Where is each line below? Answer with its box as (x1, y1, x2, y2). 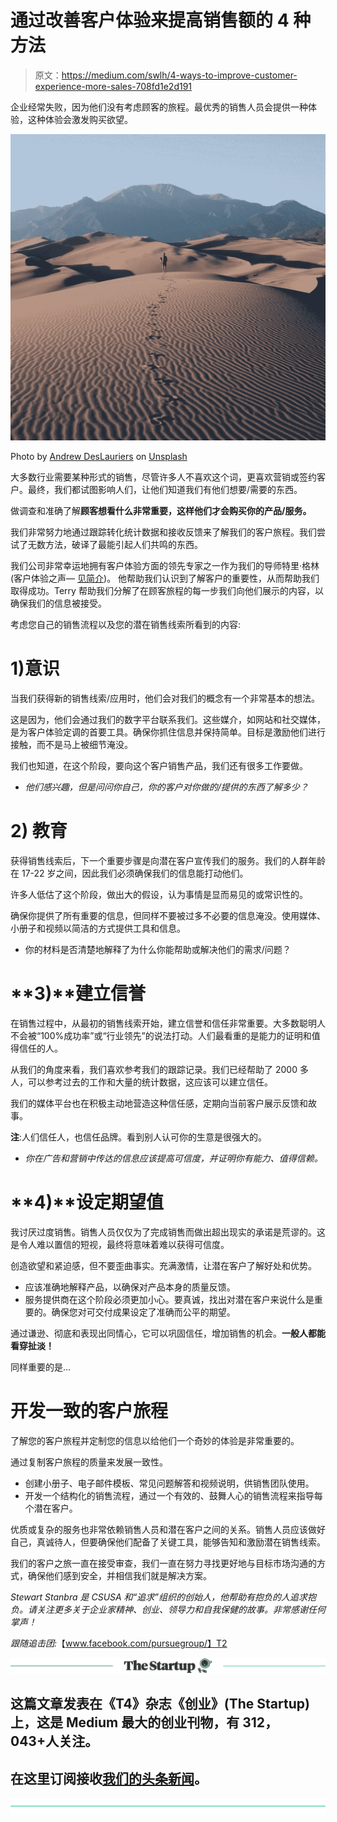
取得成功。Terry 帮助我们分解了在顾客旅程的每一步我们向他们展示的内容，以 (10, 585, 324, 597)
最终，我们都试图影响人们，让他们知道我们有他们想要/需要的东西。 (27, 484, 303, 496)
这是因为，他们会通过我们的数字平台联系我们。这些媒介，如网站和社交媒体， (10, 714, 326, 726)
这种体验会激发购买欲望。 (27, 113, 133, 125)
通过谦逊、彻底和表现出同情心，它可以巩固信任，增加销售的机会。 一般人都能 (10, 1327, 326, 1339)
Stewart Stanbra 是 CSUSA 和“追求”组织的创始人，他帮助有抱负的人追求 (10, 1591, 308, 1603)
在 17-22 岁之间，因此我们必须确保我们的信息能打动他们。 (10, 867, 249, 880)
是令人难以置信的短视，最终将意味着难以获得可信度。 (10, 1238, 230, 1250)
